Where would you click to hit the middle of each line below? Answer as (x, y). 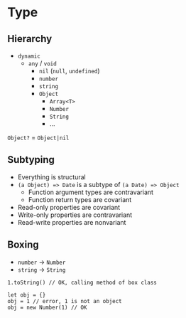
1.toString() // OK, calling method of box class (82, 282)
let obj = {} (27, 295)
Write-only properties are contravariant (75, 215)
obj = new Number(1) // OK (47, 307)
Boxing (23, 245)
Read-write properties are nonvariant (72, 222)
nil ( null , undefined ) (70, 71)
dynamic (29, 56)
